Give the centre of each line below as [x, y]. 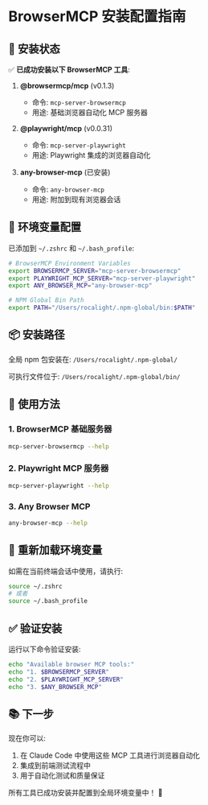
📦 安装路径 [37, 335]
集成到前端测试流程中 [55, 766]
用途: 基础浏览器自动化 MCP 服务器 [90, 112]
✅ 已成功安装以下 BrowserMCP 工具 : [69, 70]
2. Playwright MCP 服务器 [59, 469]
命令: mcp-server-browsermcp [79, 102]
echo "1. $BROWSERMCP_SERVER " [59, 672]
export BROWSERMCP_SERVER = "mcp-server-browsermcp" [95, 270]
